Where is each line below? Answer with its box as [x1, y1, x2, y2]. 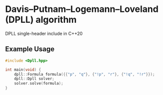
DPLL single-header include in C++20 [5, 30, 83, 36]
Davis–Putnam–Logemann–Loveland [5, 3, 159, 15]
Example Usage [5, 45, 55, 53]
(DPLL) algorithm [5, 14, 77, 25]
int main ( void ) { [5, 67, 41, 72]
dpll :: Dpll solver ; [14, 76, 55, 82]
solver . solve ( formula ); [14, 81, 64, 86]
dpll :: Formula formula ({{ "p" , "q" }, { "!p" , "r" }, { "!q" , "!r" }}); [14, 72, 155, 77]
